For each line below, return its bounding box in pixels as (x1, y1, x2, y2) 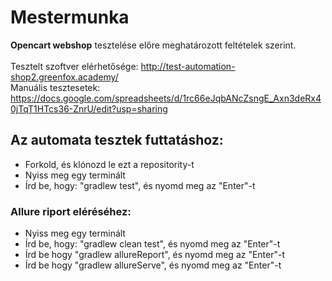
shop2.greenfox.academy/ (10, 71, 119, 83)
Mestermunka (10, 6, 130, 29)
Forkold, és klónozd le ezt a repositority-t (24, 158, 195, 170)
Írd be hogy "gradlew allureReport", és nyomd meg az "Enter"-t (24, 249, 286, 261)
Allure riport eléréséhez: (10, 204, 132, 218)
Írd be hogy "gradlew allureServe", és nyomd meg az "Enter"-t (24, 259, 282, 271)
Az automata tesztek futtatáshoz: (10, 132, 224, 149)
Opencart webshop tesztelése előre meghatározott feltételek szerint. (10, 39, 297, 51)
